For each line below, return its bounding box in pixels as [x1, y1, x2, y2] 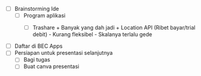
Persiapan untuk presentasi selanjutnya [14, 49, 113, 57]
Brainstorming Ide [14, 5, 59, 12]
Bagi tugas [23, 56, 51, 63]
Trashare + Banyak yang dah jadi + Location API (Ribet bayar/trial [32, 24, 196, 31]
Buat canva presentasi [23, 63, 79, 70]
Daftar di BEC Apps [14, 42, 63, 50]
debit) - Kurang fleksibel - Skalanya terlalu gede [32, 31, 153, 38]
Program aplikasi [23, 12, 66, 19]
